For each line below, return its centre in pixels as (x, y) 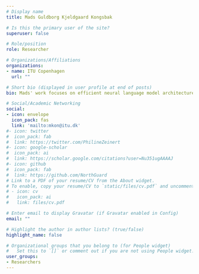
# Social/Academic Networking (44, 104)
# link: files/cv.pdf (36, 203)
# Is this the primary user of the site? (58, 28)
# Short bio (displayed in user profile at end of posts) (79, 87)
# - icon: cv (22, 192)
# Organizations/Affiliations (44, 60)
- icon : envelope (28, 115)
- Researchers (24, 262)
